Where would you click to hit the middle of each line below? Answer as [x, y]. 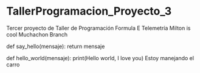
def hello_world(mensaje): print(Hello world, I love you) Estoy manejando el [100, 58]
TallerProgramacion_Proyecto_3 [89, 11]
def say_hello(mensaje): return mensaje [56, 46]
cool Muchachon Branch [37, 34]
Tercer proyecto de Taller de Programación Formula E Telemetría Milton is [98, 28]
